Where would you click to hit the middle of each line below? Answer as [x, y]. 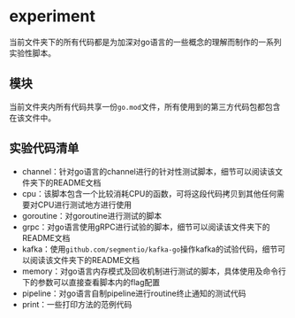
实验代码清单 [44, 148]
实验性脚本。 [32, 53]
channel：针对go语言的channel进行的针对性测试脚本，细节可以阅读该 [148, 171]
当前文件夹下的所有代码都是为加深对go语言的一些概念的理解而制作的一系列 [145, 42]
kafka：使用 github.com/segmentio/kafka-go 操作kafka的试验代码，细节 [150, 249]
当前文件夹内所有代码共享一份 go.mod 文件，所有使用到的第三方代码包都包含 [145, 106]
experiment [52, 16]
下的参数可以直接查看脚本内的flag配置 [91, 282]
